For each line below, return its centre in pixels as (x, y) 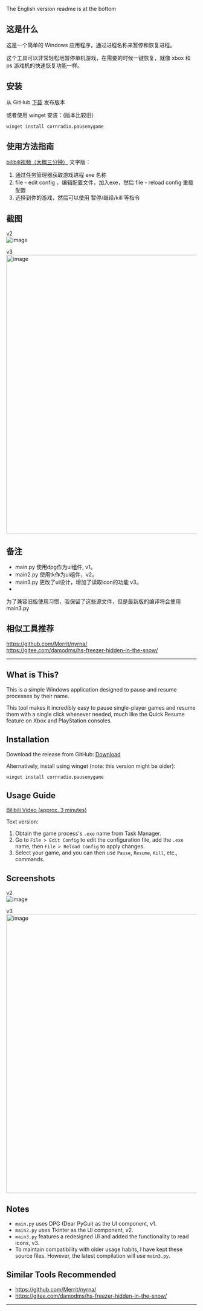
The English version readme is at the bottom (61, 9)
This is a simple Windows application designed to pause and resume (92, 689)
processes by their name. (38, 696)
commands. (30, 859)
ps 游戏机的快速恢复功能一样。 (44, 65)
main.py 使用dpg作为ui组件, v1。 (55, 567)
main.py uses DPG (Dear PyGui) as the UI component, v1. (86, 1223)
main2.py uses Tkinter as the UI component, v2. (74, 1230)
